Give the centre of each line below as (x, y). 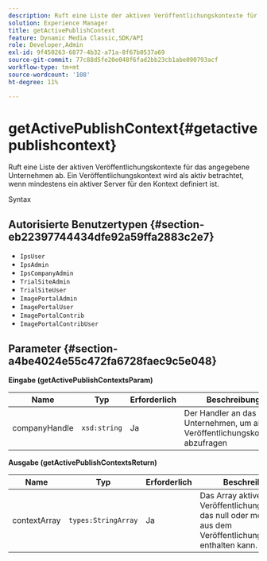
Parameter (35, 348)
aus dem (216, 525)
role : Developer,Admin (46, 45)
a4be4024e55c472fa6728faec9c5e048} (112, 361)
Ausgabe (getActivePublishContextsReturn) (83, 462)
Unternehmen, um (218, 424)
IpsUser (32, 257)
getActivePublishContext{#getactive (133, 128)
